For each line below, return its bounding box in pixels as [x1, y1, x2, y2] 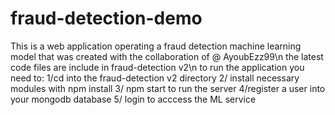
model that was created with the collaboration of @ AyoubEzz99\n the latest [10, 50, 324, 62]
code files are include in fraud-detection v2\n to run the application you [10, 61, 305, 73]
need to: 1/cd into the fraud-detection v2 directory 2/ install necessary [10, 72, 300, 84]
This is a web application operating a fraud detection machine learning [10, 40, 302, 52]
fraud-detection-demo [10, 7, 203, 30]
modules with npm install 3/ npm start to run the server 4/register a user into [10, 82, 326, 94]
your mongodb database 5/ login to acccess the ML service [10, 93, 257, 105]
